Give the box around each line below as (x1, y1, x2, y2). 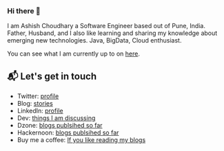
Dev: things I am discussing (17, 114, 96, 122)
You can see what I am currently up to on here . (7, 49, 140, 58)
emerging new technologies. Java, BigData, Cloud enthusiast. (7, 36, 182, 45)
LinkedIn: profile (17, 106, 63, 115)
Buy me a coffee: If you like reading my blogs (17, 136, 146, 144)
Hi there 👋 (7, 6, 41, 16)
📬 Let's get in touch (7, 70, 97, 82)
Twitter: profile (17, 92, 59, 100)
